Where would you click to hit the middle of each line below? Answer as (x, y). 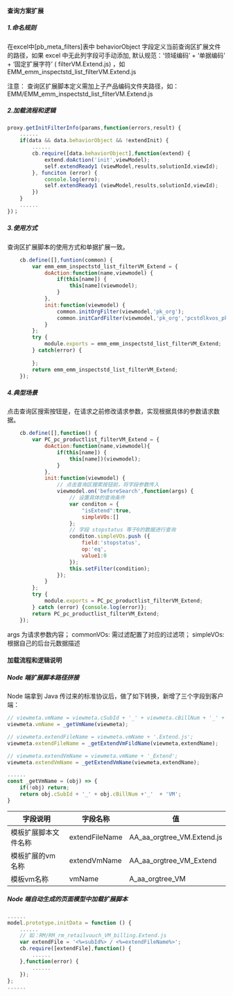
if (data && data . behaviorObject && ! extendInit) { (94, 141)
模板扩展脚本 (32, 832)
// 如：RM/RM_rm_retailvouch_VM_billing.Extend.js (93, 936)
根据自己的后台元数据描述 (44, 643)
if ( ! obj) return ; (45, 788)
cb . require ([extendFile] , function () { (76, 949)
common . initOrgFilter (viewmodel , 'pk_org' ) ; (121, 311)
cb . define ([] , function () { (59, 433)
